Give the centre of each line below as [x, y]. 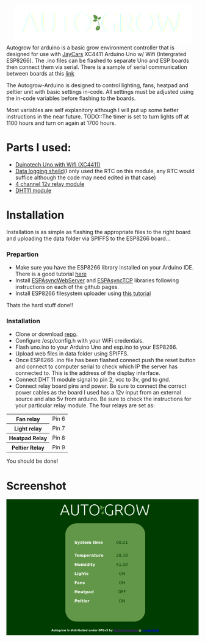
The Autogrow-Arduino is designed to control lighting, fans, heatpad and [98, 85]
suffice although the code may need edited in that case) [85, 177]
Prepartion [23, 254]
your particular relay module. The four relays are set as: [85, 405]
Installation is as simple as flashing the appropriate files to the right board [99, 232]
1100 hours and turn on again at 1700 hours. [61, 123]
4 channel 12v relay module [50, 184]
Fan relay [28, 419]
